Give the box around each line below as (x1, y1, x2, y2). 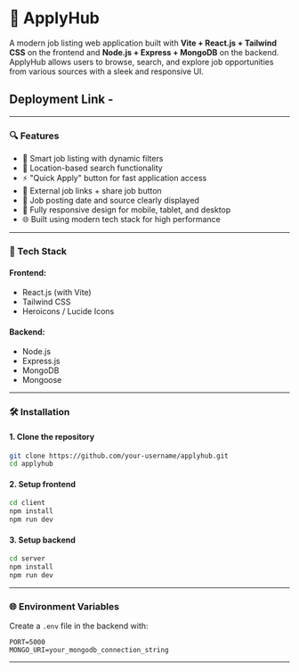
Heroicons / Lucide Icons (21, 306, 115, 317)
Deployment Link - (9, 92, 114, 107)
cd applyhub (9, 460, 53, 469)
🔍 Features (9, 129, 60, 142)
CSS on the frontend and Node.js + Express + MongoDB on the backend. (9, 46, 279, 57)
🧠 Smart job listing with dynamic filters (21, 153, 164, 164)
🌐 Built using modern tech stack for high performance (21, 214, 221, 225)
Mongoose (21, 375, 62, 386)
